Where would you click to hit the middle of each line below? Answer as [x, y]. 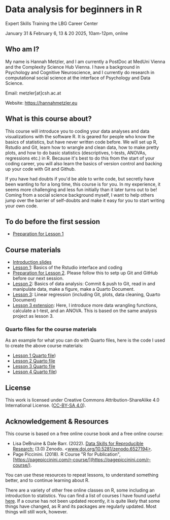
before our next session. [38, 279]
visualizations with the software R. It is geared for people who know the [80, 136]
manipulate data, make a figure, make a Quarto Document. [74, 289]
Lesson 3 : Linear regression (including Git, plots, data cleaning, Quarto [87, 295]
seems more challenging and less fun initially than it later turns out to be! [81, 190]
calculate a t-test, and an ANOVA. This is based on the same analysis [85, 311]
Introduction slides [32, 262]
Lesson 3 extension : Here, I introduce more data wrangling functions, [85, 305]
